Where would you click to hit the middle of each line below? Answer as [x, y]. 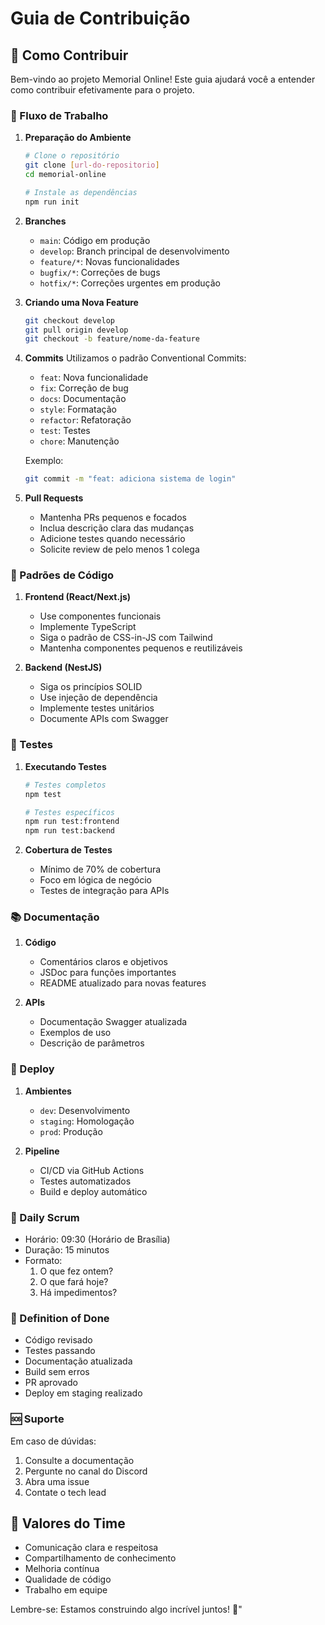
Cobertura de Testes [68, 850]
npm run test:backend [69, 831]
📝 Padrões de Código [62, 575]
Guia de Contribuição [100, 18]
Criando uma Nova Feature [81, 302]
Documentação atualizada [78, 1361]
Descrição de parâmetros [92, 1043]
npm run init [52, 202]
